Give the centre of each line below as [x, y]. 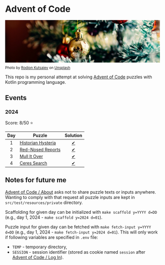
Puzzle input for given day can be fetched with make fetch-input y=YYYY [78, 227]
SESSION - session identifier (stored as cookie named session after [79, 252]
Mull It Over [31, 157]
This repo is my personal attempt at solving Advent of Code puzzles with [79, 77]
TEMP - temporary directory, [40, 247]
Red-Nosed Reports [40, 149]
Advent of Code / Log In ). [38, 257]
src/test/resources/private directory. [44, 202]
